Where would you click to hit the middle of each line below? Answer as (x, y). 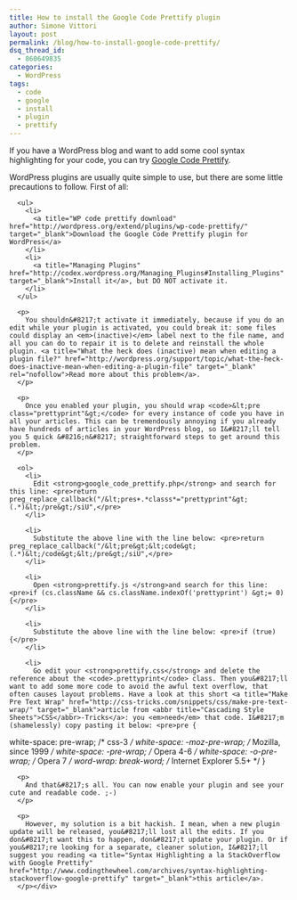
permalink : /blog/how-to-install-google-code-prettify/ (115, 42)
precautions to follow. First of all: (69, 187)
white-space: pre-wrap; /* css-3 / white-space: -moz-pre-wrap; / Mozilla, (145, 742)
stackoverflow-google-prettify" (69, 879)
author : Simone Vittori (53, 26)
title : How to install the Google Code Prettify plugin (115, 17)
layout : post (33, 34)
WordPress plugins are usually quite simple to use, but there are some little (146, 177)
